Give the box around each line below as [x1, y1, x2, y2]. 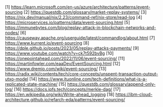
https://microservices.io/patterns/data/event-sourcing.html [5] [5, 19, 130, 25]
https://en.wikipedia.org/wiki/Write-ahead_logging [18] [5, 92, 115, 97]
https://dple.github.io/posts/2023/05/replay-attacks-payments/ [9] [5, 46, 139, 51]
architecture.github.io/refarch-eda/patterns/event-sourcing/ [5, 97, 126, 102]
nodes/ [5, 30, 19, 35]
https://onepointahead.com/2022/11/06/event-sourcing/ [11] [5, 56, 125, 61]
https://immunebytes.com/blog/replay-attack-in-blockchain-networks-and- [5, 25, 157, 31]
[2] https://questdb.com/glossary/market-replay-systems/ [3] [23, 9, 147, 15]
